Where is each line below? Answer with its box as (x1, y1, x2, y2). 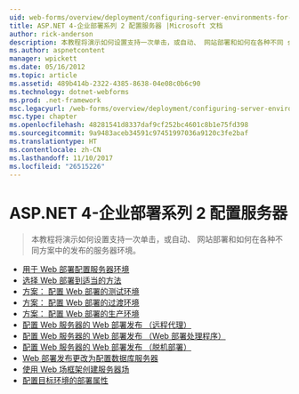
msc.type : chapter (9, 112, 77, 121)
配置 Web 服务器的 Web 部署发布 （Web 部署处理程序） (21, 331, 226, 342)
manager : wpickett (9, 54, 77, 63)
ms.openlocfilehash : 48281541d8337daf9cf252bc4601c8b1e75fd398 (9, 121, 249, 130)
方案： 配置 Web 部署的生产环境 (21, 309, 140, 319)
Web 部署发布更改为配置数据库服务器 (21, 353, 158, 364)
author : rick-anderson (9, 29, 93, 38)
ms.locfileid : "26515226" (9, 162, 105, 171)
